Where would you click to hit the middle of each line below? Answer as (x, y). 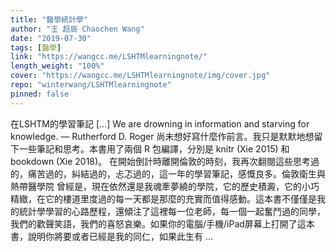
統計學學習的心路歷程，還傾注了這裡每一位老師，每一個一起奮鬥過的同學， (172, 211)
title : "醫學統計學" (49, 19)
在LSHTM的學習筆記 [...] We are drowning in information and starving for (160, 123)
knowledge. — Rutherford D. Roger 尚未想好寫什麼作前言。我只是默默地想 (162, 136)
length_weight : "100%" (57, 66)
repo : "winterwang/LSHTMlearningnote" (91, 85)
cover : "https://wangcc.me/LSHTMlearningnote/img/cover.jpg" (140, 76)
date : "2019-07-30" (51, 38)
